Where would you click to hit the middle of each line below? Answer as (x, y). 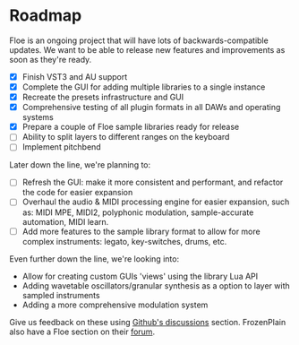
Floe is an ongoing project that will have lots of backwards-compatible (139, 40)
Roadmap (46, 16)
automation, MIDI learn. (65, 221)
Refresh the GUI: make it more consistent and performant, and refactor (153, 182)
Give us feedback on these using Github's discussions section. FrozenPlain (148, 322)
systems (38, 117)
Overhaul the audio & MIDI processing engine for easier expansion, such (156, 202)
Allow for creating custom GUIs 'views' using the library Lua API (140, 276)
